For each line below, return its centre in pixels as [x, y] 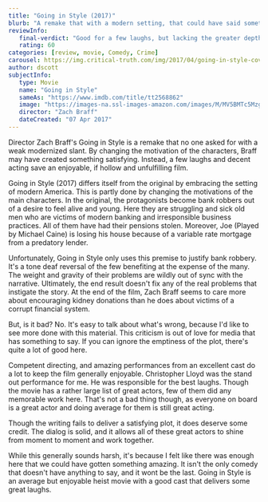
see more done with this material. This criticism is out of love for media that [132, 333]
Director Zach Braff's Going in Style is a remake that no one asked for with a [133, 142]
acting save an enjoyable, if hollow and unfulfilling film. [99, 168]
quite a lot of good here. [48, 350]
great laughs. [30, 489]
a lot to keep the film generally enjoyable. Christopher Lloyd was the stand [130, 374]
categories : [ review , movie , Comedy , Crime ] [83, 53]
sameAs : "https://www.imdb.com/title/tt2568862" [101, 97]
